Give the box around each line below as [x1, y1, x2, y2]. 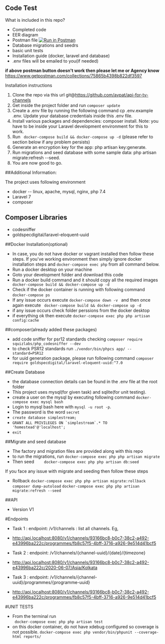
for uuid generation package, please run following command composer [12, 355, 154, 361]
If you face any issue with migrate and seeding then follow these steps [5, 468, 149, 474]
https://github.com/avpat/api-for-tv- [75, 92, 149, 98]
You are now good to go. [12, 160, 63, 166]
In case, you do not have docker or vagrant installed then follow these [12, 251, 154, 257]
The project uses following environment [5, 179, 86, 185]
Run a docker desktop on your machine [12, 266, 93, 272]
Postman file [12, 37, 38, 43]
